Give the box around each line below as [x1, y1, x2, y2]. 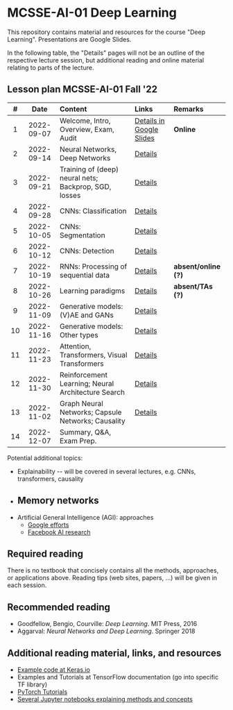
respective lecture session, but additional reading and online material [7, 56, 205, 64]
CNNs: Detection [59, 246, 114, 255]
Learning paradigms [59, 286, 126, 296]
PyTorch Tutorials [17, 688, 68, 695]
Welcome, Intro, [59, 116, 111, 126]
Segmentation [59, 230, 105, 240]
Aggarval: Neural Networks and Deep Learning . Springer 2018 [17, 627, 196, 636]
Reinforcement [59, 370, 107, 380]
